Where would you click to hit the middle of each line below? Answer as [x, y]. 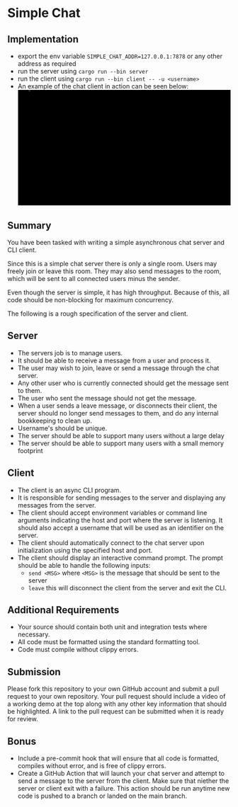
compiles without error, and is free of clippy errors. [92, 766]
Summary [29, 225]
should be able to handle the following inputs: [84, 565]
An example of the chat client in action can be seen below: [103, 86]
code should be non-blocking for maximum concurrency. [90, 300]
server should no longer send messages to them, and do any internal [118, 413]
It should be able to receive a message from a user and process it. [114, 360]
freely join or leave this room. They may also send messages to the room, [114, 271]
